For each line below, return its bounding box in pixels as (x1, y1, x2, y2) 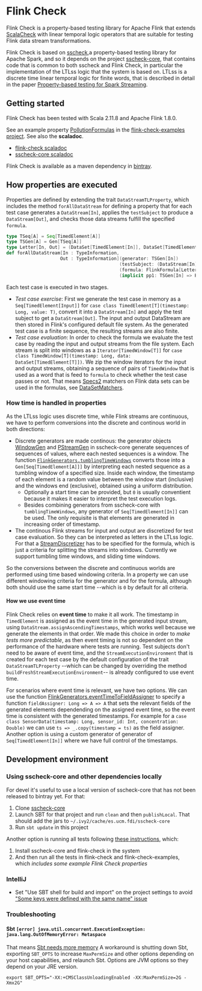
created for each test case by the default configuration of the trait (6, 656, 170, 663)
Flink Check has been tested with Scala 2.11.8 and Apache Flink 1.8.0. (6, 114, 177, 121)
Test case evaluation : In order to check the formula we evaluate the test (14, 333, 194, 341)
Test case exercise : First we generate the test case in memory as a (14, 295, 181, 303)
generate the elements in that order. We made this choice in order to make (6, 630, 191, 638)
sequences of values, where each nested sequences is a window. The (14, 450, 189, 457)
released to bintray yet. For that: (6, 792, 86, 800)
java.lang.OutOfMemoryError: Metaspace (6, 931, 106, 937)
